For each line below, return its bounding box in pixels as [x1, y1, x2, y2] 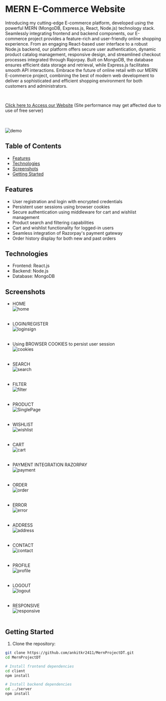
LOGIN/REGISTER [12, 321, 49, 327]
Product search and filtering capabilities [12, 219, 94, 225]
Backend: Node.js [12, 268, 49, 274]
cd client [5, 668, 26, 673]
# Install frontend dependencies [5, 664, 74, 669]
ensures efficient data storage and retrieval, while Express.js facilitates [5, 62, 150, 68]
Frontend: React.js [12, 263, 50, 269]
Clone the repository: [12, 641, 56, 647]
